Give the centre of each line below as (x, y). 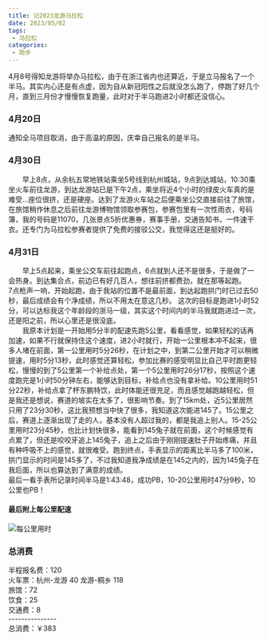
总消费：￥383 (32, 628)
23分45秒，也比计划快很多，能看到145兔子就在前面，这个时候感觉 (138, 430)
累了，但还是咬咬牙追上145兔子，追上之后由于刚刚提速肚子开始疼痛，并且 (136, 440)
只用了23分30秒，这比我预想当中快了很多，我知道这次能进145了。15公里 (128, 410)
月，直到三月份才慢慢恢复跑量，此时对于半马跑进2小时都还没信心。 (119, 96)
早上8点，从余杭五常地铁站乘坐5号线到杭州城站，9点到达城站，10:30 (136, 179)
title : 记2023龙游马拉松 (46, 16)
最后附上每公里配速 (40, 509)
